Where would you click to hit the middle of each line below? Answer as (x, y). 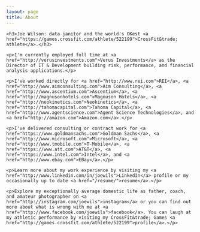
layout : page (22, 12)
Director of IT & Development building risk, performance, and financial (100, 65)
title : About (22, 17)
